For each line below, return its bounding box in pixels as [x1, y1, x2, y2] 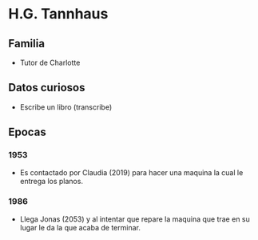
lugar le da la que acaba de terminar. [19, 222, 141, 232]
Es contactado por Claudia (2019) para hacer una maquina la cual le [19, 167, 244, 177]
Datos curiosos [8, 81, 85, 94]
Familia [8, 37, 46, 50]
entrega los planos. [19, 176, 84, 186]
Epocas [8, 126, 46, 139]
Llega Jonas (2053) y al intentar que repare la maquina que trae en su [19, 214, 250, 224]
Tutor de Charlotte [19, 58, 81, 67]
